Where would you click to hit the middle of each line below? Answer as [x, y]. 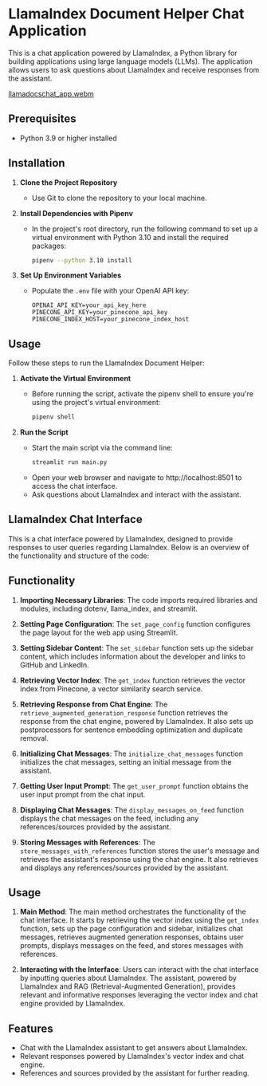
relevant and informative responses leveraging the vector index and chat [139, 995]
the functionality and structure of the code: [79, 556]
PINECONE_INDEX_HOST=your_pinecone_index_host [110, 320]
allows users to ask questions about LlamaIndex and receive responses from [134, 69]
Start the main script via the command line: [102, 448]
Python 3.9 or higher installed [68, 138]
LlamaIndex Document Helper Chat [126, 14]
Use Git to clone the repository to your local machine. [119, 198]
